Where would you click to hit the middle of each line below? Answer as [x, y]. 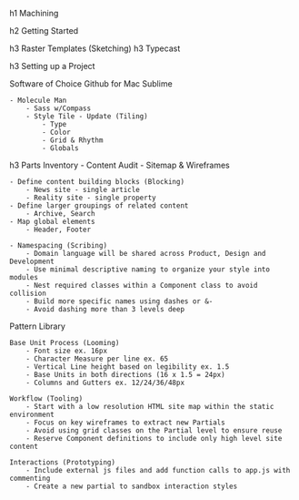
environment [32, 414]
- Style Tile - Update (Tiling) [87, 117]
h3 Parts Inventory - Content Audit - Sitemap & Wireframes [120, 165]
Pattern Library [38, 326]
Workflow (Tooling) [46, 399]
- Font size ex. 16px [66, 351]
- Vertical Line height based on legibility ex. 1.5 [128, 367]
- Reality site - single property [91, 198]
